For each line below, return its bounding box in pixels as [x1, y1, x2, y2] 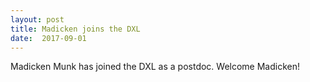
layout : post [10, 14, 65, 25]
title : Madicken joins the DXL [10, 24, 141, 34]
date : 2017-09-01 [10, 33, 87, 43]
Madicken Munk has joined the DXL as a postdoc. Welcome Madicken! [10, 61, 301, 73]
